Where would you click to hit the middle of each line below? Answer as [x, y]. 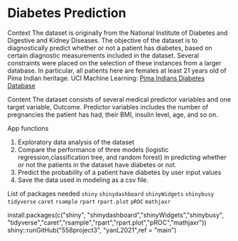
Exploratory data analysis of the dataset [76, 142]
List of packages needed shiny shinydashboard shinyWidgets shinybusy [111, 193]
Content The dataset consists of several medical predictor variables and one [119, 99]
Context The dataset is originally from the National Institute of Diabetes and [118, 33]
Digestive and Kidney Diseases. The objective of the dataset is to [103, 40]
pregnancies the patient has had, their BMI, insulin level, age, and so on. [113, 114]
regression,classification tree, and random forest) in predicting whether [122, 157]
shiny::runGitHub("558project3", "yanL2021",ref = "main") [92, 230]
